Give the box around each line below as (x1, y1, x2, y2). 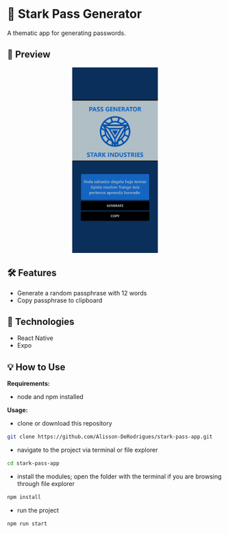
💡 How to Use (7, 361, 66, 373)
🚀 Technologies (7, 315, 75, 328)
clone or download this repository (16, 420, 113, 428)
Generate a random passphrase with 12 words (16, 289, 147, 297)
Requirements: (7, 380, 50, 388)
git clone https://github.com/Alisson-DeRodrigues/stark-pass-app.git (7, 433, 213, 441)
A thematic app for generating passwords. (7, 29, 127, 37)
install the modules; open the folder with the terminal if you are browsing (16, 472, 222, 481)
